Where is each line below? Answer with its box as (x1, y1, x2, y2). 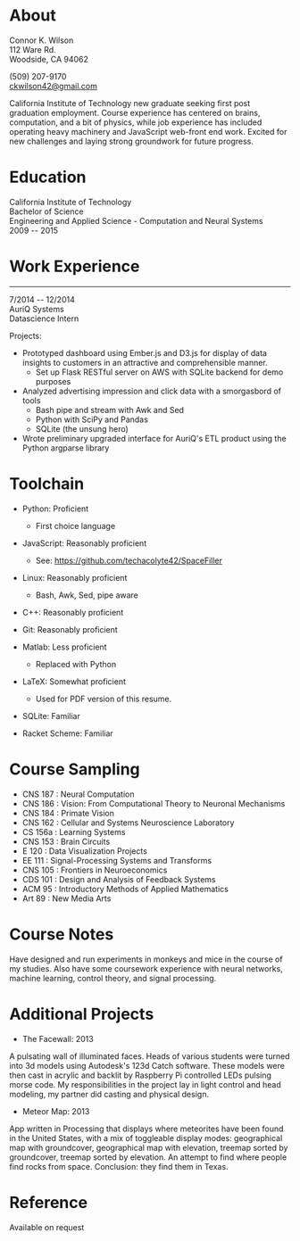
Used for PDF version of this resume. (35, 693, 172, 704)
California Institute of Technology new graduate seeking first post (9, 97, 251, 108)
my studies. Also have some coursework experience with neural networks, (9, 963, 283, 973)
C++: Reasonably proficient (21, 607, 124, 617)
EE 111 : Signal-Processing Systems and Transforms (21, 855, 212, 865)
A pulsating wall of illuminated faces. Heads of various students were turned (9, 1050, 290, 1062)
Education (9, 167, 87, 187)
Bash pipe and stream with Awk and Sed (35, 404, 185, 415)
